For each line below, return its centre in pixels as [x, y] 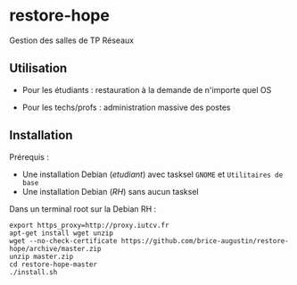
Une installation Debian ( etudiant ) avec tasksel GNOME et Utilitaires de [153, 174]
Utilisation [38, 68]
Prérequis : [29, 156]
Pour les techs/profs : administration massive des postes [126, 107]
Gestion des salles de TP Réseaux [72, 40]
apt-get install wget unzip [62, 233]
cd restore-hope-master [54, 264]
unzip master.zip [41, 256]
